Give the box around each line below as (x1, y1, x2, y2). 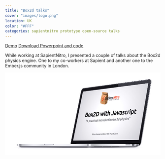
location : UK (5, 18, 32, 23)
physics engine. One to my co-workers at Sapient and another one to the (5, 58, 153, 64)
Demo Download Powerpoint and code (5, 43, 84, 49)
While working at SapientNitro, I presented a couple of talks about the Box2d (5, 52, 161, 59)
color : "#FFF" (5, 24, 34, 29)
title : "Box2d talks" (5, 8, 50, 13)
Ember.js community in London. (5, 63, 69, 69)
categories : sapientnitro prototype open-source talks (5, 29, 120, 34)
